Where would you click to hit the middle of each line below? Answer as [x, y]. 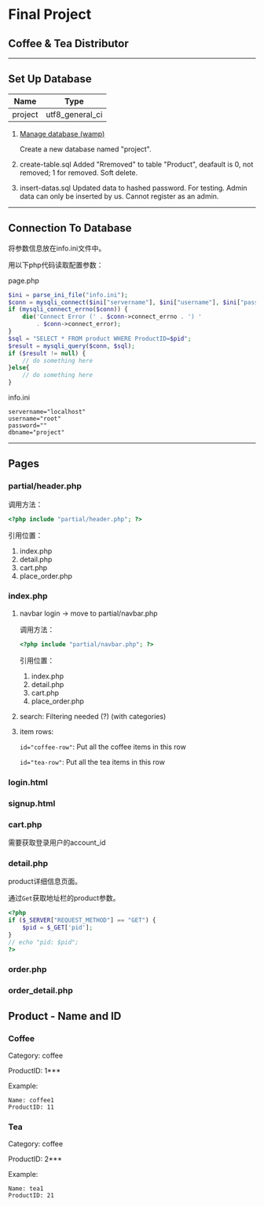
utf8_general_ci [74, 114]
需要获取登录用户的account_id [57, 842]
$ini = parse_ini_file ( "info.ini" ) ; [68, 295]
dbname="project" [37, 433]
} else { [19, 368]
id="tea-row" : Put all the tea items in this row [92, 762]
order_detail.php [40, 991]
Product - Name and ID [65, 1016]
